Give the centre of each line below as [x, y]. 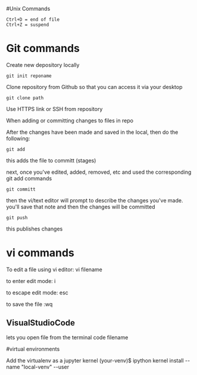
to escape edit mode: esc [37, 293]
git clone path [25, 98]
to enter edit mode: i [31, 281]
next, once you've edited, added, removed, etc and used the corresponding [99, 172]
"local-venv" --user [45, 367]
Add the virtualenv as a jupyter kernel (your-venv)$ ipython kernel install [95, 360]
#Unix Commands [28, 9]
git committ [21, 189]
